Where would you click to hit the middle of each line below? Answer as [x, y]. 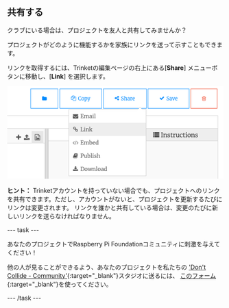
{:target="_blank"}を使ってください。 [60, 284]
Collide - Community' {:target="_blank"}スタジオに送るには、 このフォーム [112, 275]
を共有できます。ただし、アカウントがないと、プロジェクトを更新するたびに [115, 199]
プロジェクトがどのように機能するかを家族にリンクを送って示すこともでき [112, 44]
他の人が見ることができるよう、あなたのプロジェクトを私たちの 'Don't [107, 267]
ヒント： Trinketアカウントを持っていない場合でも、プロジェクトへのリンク [114, 190]
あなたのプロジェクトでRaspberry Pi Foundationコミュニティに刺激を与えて [114, 244]
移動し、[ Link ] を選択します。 [67, 76]
